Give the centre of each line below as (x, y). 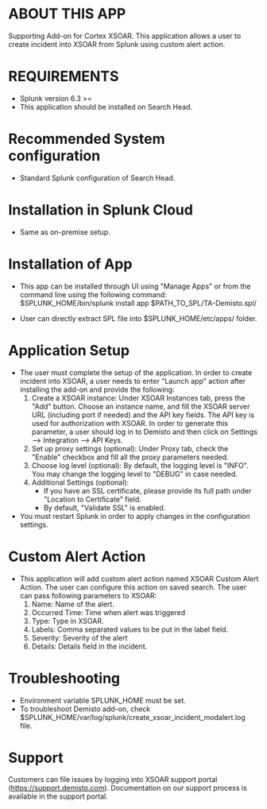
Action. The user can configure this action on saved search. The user (133, 587)
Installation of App (70, 264)
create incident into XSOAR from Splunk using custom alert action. (117, 44)
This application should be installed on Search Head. (106, 106)
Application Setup (69, 350)
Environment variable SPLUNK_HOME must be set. (103, 700)
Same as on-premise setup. (65, 232)
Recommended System (87, 139)
